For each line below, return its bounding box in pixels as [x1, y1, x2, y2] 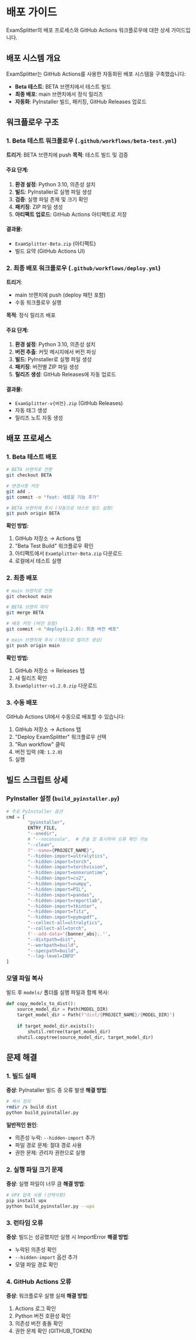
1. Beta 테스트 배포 [6, 452, 57, 461]
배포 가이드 [6, 5, 57, 19]
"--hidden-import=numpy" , [27, 881, 93, 887]
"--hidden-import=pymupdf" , [27, 915, 97, 921]
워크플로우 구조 [6, 117, 59, 128]
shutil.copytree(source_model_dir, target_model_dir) [17, 1034, 154, 1040]
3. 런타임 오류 [6, 1218, 44, 1227]
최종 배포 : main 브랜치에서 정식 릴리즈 [14, 90, 103, 98]
